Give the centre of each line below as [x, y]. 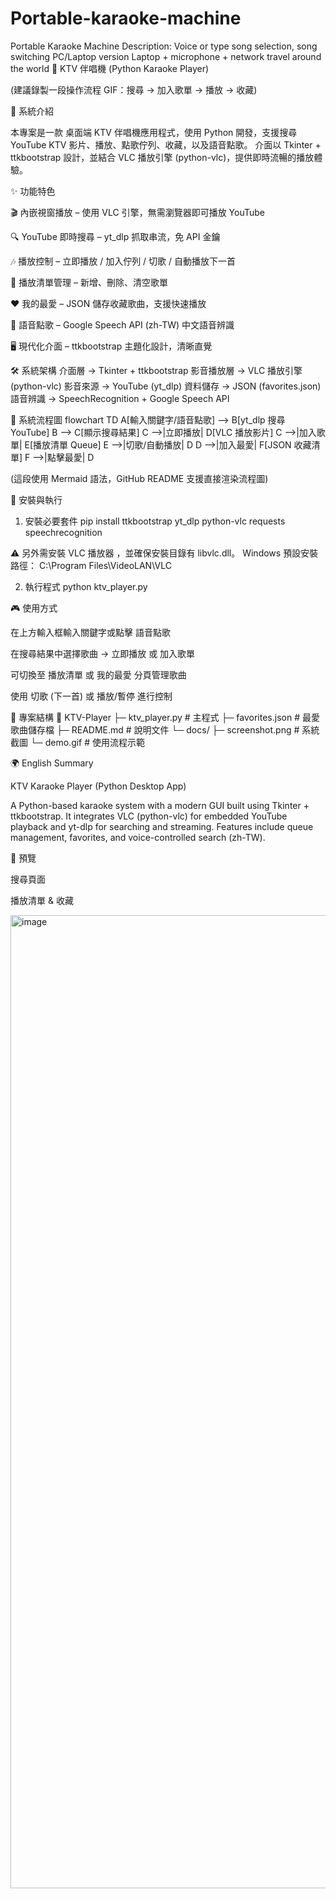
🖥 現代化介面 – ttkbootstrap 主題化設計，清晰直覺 [111, 346]
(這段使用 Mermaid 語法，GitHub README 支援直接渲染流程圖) [139, 478]
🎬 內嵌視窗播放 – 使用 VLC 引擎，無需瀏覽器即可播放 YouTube [137, 212]
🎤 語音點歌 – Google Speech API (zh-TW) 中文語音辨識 [122, 324]
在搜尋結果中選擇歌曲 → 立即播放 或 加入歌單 [103, 653]
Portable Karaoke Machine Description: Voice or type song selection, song [164, 46]
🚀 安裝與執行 [36, 499]
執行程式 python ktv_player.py [86, 586]
